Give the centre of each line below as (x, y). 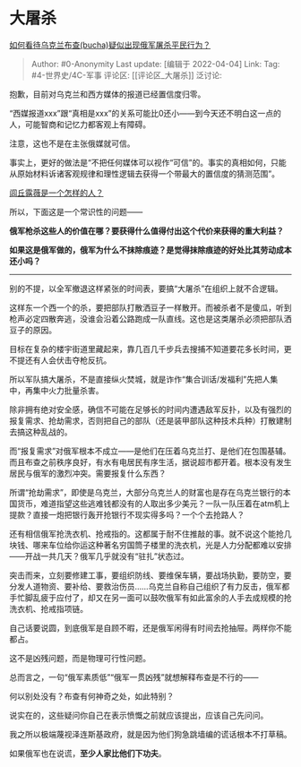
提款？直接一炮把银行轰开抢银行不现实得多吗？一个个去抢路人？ (127, 514)
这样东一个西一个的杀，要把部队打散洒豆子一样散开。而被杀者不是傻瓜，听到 (150, 307)
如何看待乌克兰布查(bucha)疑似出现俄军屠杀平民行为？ (110, 45)
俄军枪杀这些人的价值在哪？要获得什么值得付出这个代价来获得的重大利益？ (146, 230)
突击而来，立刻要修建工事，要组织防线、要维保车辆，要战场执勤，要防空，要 (150, 575)
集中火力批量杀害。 (68, 390)
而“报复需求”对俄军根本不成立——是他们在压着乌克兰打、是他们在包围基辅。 (150, 451)
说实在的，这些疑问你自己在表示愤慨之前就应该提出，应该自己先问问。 (139, 715)
